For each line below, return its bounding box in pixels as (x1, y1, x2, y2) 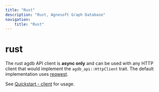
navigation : (5, 17, 30, 22)
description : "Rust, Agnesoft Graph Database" (5, 12, 106, 17)
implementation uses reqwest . (5, 71, 69, 77)
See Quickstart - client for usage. (5, 81, 75, 87)
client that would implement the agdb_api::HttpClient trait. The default (5, 66, 154, 72)
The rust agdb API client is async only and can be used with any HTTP (5, 60, 154, 67)
